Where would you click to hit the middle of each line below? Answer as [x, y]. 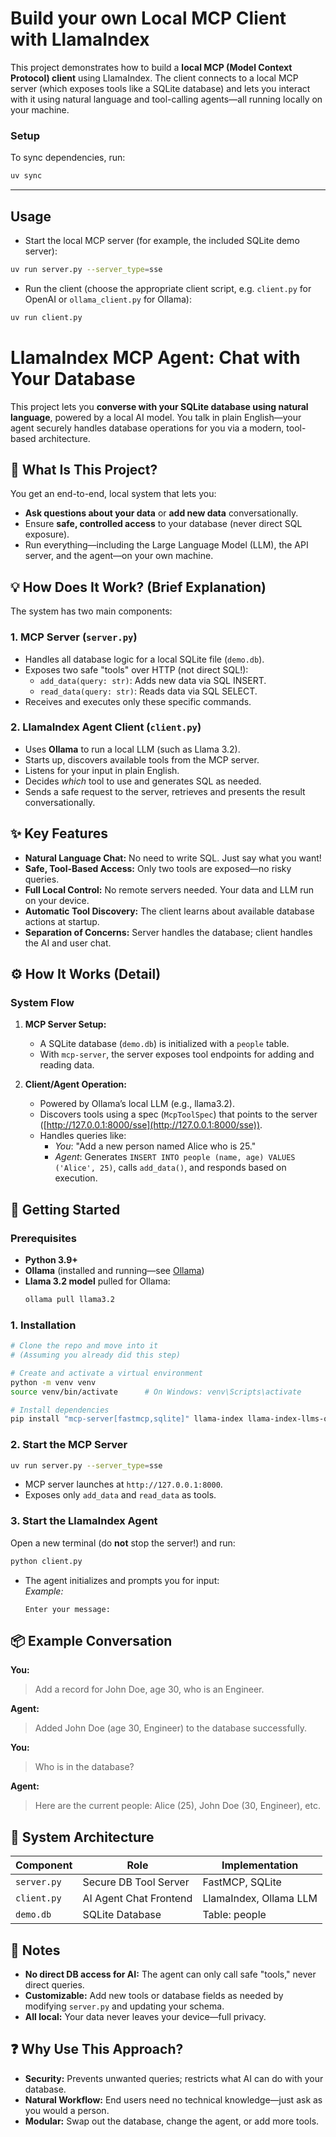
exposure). [47, 534]
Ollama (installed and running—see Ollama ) [114, 1271]
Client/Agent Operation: [75, 1084]
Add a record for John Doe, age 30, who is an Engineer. [149, 1689]
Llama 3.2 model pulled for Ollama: [97, 1281]
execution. [76, 1178]
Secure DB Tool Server [136, 1882]
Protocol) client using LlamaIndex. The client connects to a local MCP [154, 78]
